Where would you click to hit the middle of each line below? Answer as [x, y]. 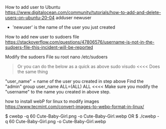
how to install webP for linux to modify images [52, 101]
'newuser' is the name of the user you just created [64, 27]
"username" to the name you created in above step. [58, 92]
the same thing [32, 72]
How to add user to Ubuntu [33, 7]
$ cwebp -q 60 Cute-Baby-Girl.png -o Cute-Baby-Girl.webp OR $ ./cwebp [81, 116]
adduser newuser [74, 18]
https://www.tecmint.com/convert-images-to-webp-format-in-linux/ [75, 107]
